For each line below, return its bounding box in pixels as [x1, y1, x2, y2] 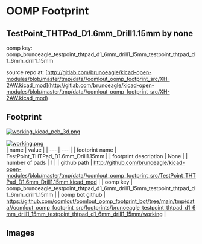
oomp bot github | [61, 191, 106, 198]
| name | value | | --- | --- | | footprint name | [6, 146, 117, 153]
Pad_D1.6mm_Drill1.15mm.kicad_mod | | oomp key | [6, 178, 133, 185]
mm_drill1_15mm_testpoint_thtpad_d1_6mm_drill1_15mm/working [6, 210, 163, 217]
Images [6, 228, 35, 238]
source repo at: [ [6, 69, 48, 76]
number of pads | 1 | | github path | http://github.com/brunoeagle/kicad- [6, 159, 185, 166]
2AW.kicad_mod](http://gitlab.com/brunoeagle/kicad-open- [6, 82, 155, 89]
